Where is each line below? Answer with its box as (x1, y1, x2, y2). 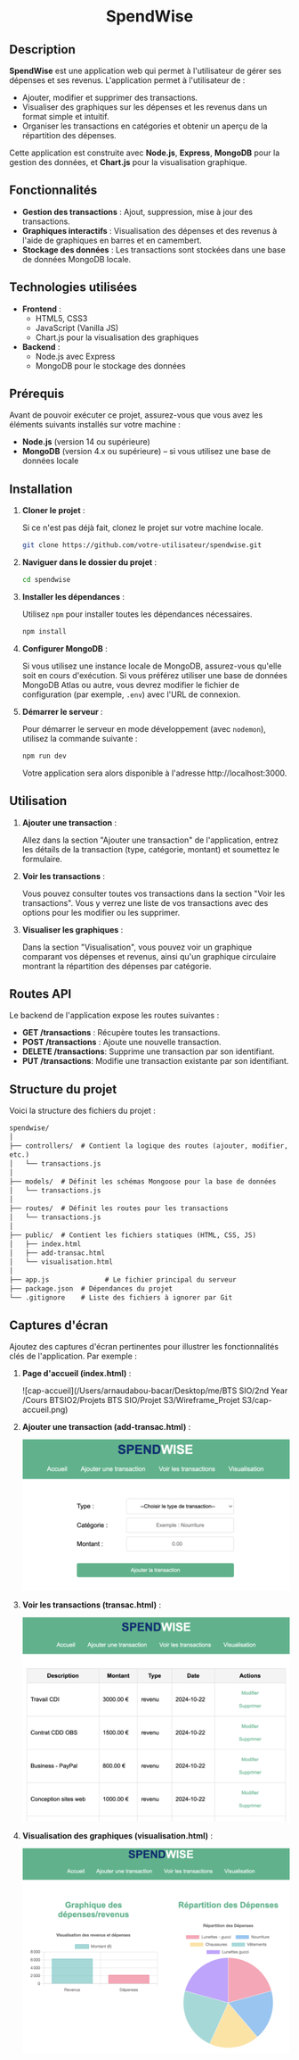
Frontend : (21, 303, 62, 314)
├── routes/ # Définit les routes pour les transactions (9, 1204, 229, 1213)
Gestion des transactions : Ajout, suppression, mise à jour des (21, 206, 254, 217)
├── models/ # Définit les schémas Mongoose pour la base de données (9, 1177, 277, 1186)
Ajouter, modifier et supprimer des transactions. (21, 92, 198, 103)
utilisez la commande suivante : (21, 733, 138, 743)
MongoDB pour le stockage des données (35, 360, 186, 371)
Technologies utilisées (9, 279, 138, 295)
